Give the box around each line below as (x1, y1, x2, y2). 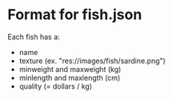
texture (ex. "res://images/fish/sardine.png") (18, 56, 166, 65)
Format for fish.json (7, 6, 143, 24)
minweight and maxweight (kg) (18, 64, 122, 73)
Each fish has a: (7, 32, 61, 42)
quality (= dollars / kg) (18, 81, 93, 91)
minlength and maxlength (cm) (18, 73, 121, 82)
